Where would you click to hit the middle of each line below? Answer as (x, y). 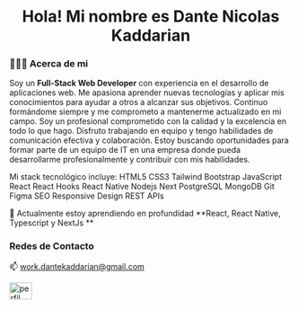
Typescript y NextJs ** (52, 223)
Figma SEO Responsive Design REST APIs (87, 196)
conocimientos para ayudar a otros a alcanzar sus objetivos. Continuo (139, 102)
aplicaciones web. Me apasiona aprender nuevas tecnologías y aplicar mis (147, 93)
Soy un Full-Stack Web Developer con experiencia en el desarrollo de (139, 84)
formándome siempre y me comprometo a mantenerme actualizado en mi (145, 112)
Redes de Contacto (52, 246)
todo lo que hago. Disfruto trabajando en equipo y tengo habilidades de (141, 131)
